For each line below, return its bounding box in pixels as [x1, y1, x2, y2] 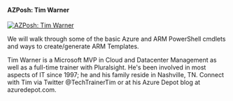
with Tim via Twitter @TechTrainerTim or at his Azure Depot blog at [7, 78, 201, 87]
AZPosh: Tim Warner [7, 6, 70, 14]
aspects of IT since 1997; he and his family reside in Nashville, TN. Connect [7, 71, 225, 79]
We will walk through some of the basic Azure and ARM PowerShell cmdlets [7, 35, 226, 43]
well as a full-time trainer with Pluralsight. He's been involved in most [7, 63, 206, 72]
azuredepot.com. [7, 86, 57, 94]
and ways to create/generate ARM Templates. [7, 42, 139, 50]
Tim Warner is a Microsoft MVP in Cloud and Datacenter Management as [7, 56, 217, 65]
